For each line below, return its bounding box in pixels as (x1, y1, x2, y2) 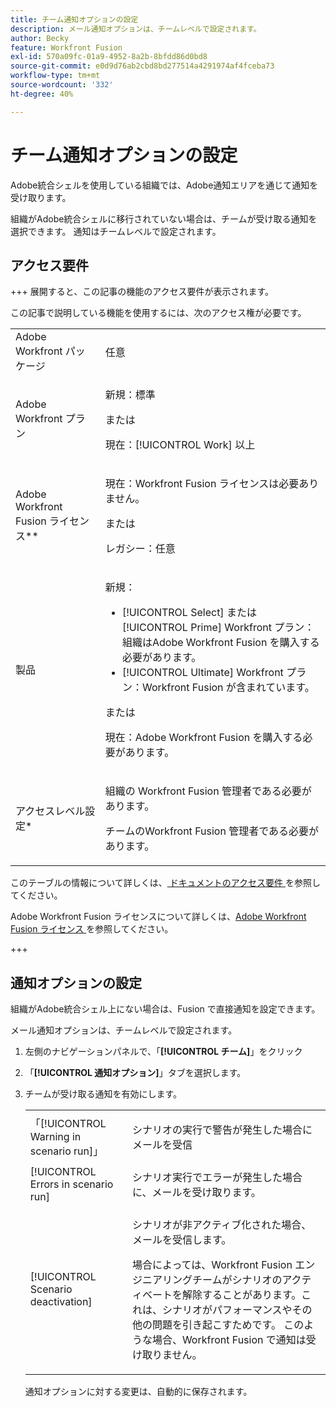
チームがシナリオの (191, 1273, 283, 1287)
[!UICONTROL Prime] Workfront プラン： (121, 621, 315, 635)
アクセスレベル (15, 804, 86, 818)
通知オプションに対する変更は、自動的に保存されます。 (24, 1386, 253, 1398)
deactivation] (29, 1295, 93, 1309)
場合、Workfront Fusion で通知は (151, 1333, 307, 1347)
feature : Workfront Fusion (10, 42, 123, 53)
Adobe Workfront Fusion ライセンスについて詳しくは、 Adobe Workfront (10, 911, 307, 923)
